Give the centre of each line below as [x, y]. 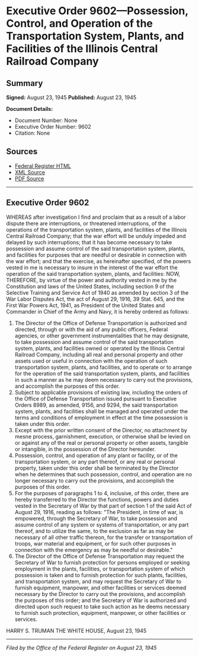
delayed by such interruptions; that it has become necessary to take [89, 242]
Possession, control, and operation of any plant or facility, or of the [96, 455]
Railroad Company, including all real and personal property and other [99, 355]
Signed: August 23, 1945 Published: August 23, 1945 [71, 97]
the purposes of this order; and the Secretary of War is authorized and [100, 600]
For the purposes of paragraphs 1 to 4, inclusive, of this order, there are [102, 493]
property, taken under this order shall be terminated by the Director [97, 468]
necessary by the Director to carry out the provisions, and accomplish [100, 594]
